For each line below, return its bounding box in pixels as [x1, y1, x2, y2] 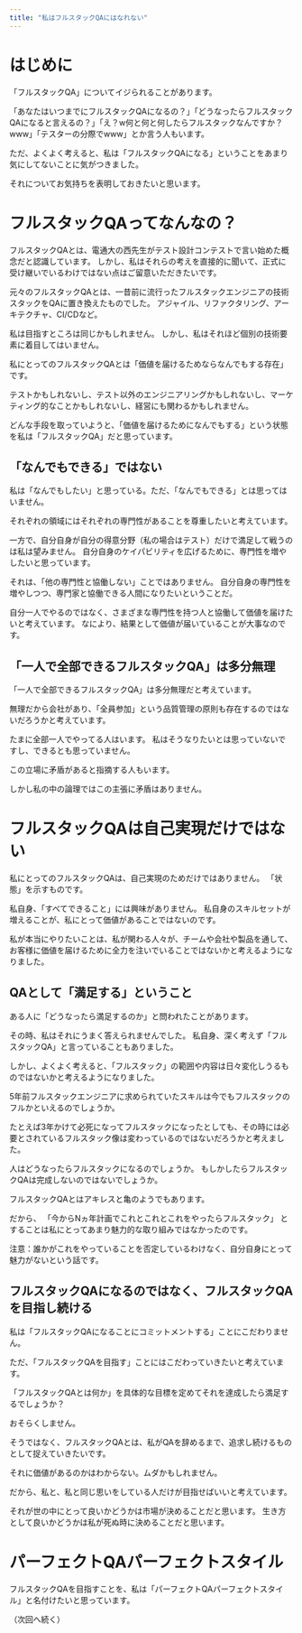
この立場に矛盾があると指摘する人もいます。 [9, 765, 175, 775]
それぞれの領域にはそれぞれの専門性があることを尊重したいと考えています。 [9, 515, 293, 526]
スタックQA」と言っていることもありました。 [9, 1041, 178, 1052]
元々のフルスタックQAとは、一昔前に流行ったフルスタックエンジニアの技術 [9, 286, 289, 297]
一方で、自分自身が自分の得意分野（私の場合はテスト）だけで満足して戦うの [9, 534, 294, 546]
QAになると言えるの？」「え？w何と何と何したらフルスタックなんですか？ [9, 116, 284, 127]
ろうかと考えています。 [24, 715, 111, 726]
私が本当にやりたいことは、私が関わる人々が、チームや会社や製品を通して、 [9, 933, 293, 944]
